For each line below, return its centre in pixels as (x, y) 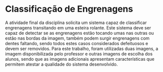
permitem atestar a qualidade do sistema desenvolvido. (61, 64)
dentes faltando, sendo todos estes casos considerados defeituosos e (77, 43)
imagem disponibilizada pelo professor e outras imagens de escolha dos (79, 54)
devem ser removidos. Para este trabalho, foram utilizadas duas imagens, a (82, 48)
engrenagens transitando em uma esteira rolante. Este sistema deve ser (78, 27)
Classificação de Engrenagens (69, 9)
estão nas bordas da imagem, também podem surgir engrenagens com (77, 38)
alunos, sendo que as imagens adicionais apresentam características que (80, 59)
